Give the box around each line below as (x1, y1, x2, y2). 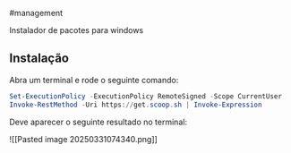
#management (9, 8, 64, 18)
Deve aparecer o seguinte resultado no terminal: (9, 116, 188, 127)
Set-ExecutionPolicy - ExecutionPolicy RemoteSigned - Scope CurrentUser (9, 91, 282, 101)
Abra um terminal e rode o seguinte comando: (9, 74, 179, 85)
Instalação (9, 51, 70, 66)
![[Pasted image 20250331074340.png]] (9, 133, 158, 144)
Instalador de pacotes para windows (9, 25, 144, 35)
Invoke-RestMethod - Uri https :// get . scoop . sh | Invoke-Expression (9, 100, 262, 109)
